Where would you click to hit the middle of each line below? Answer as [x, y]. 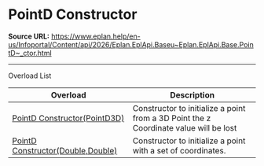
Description [192, 94]
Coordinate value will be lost [185, 127]
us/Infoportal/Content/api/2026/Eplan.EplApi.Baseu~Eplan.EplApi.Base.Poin [131, 44]
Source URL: [29, 36]
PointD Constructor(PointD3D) [68, 118]
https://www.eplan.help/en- [96, 36]
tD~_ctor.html [30, 53]
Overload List [30, 76]
